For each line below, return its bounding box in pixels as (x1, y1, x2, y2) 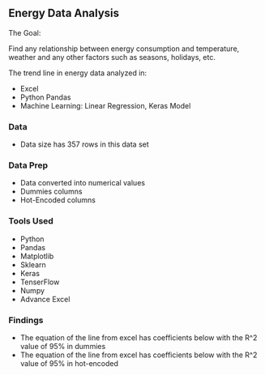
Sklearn (19, 259, 46, 270)
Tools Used (8, 215, 54, 227)
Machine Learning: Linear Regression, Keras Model (19, 100, 191, 110)
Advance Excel (19, 294, 71, 304)
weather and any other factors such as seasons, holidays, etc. (8, 52, 216, 62)
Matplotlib (19, 251, 54, 261)
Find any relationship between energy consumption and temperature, (8, 44, 240, 53)
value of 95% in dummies (19, 342, 106, 351)
